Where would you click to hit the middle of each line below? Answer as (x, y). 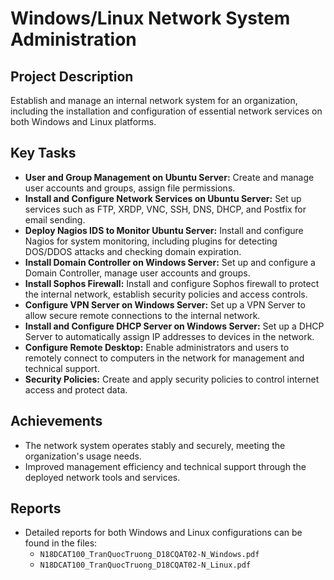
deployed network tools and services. (102, 477)
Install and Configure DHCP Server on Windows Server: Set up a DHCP (174, 326)
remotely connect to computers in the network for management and (164, 358)
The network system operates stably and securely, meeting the (155, 445)
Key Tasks (43, 153)
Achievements (56, 421)
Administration (73, 39)
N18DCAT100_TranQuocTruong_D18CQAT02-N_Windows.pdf (149, 555)
